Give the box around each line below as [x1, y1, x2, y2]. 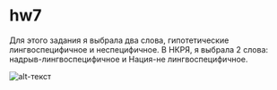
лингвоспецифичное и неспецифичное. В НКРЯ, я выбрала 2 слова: [9, 44, 269, 54]
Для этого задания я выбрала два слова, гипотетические [9, 35, 229, 45]
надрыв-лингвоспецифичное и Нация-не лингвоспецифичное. [9, 53, 248, 64]
